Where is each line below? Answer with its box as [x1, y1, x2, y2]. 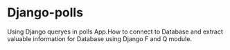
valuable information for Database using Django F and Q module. [7, 34, 193, 42]
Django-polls [7, 5, 84, 21]
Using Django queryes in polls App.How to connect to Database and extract [7, 27, 223, 36]
